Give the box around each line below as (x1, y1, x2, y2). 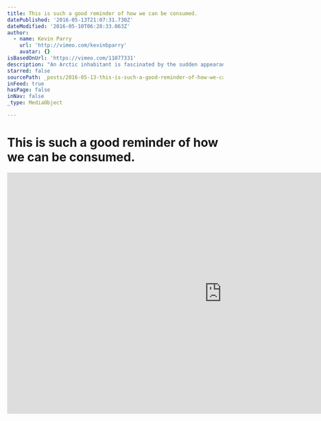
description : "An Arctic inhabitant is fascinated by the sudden (7, 61, 198, 68)
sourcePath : (7, 73, 41, 81)
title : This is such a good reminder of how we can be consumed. (7, 10, 198, 17)
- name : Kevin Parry (13, 36, 72, 43)
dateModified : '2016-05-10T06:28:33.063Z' (7, 23, 130, 29)
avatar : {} (19, 49, 51, 56)
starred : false (7, 67, 51, 74)
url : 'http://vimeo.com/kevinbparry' (19, 42, 128, 49)
